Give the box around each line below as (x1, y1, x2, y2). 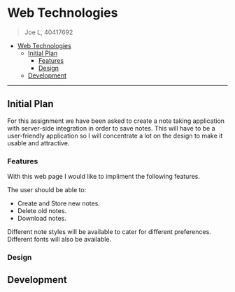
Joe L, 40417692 (24, 28, 73, 36)
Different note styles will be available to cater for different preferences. (7, 228, 211, 236)
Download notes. (17, 214, 66, 223)
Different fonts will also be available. (7, 235, 112, 244)
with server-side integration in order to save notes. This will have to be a (7, 124, 215, 132)
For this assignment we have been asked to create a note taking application (7, 117, 225, 125)
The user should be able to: (7, 186, 87, 194)
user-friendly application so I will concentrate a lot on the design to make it (7, 131, 223, 140)
